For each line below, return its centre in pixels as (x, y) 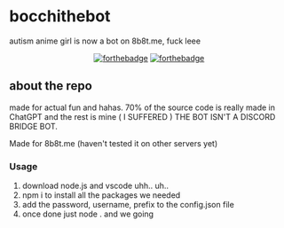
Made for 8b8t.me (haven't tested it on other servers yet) (114, 143)
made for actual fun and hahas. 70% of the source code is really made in (142, 107)
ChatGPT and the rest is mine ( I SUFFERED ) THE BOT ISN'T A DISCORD (142, 116)
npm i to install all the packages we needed (101, 195)
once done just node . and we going (87, 214)
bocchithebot (60, 16)
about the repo (51, 86)
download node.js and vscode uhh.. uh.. (95, 186)
